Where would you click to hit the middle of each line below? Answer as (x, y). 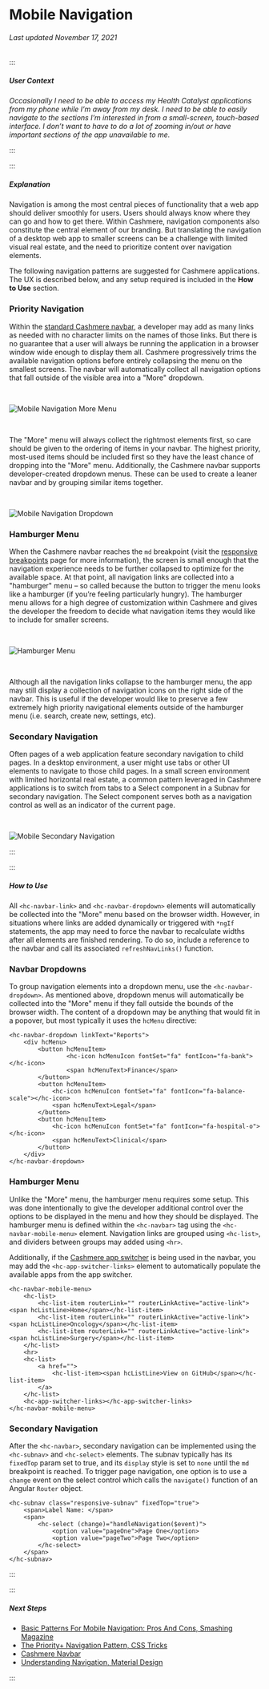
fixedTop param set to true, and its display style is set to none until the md (129, 1463)
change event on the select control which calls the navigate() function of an (134, 1480)
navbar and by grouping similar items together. (86, 482)
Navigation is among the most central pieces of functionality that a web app (134, 204)
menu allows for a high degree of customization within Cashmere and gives (133, 602)
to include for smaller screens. (59, 620)
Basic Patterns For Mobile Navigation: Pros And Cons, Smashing (126, 1628)
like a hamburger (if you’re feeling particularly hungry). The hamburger (126, 594)
